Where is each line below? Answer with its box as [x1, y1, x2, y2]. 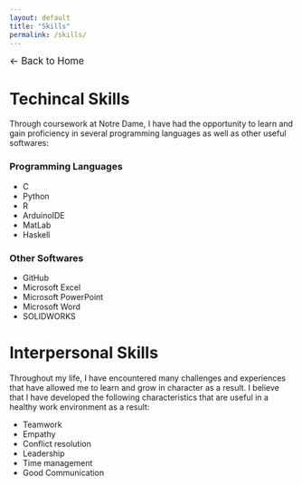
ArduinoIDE [22, 209, 65, 220]
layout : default [9, 13, 71, 23]
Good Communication [22, 467, 105, 478]
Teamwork [22, 419, 62, 430]
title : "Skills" [9, 22, 71, 31]
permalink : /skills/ [9, 30, 88, 39]
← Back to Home [9, 55, 84, 68]
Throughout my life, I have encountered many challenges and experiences [9, 373, 287, 383]
